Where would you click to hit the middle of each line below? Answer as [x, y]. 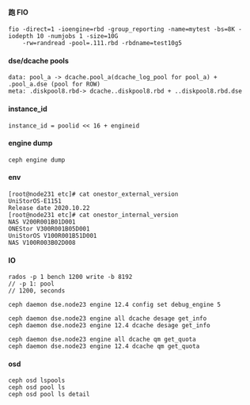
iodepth [21, 36]
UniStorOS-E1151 [35, 201]
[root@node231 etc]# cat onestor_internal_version [93, 215]
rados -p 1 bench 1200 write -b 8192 [70, 277]
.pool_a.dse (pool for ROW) [55, 84]
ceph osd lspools [37, 380]
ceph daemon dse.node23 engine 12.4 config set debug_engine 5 [115, 305]
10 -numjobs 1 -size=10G [78, 36]
